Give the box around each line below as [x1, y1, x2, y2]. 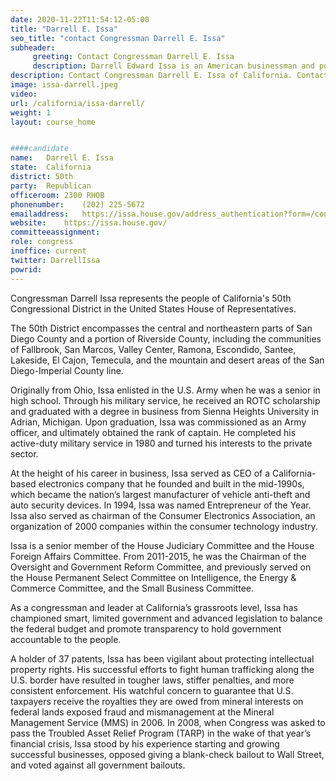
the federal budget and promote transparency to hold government [10, 622, 282, 635]
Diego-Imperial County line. [10, 364, 124, 376]
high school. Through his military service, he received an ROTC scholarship [10, 394, 321, 406]
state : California [10, 162, 92, 173]
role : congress [10, 237, 74, 247]
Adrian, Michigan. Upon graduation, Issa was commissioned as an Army [10, 416, 307, 428]
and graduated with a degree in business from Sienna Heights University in [10, 405, 320, 417]
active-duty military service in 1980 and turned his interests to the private [10, 437, 313, 449]
